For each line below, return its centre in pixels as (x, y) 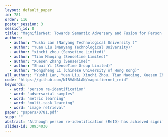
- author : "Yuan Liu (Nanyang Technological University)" (71, 47)
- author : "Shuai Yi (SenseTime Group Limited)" (61, 66)
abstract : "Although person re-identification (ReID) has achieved (77, 122)
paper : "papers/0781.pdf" (32, 113)
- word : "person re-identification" (48, 89)
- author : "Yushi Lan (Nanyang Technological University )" (73, 43)
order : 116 (16, 19)
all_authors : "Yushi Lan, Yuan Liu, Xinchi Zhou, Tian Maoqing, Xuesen (81, 75)
